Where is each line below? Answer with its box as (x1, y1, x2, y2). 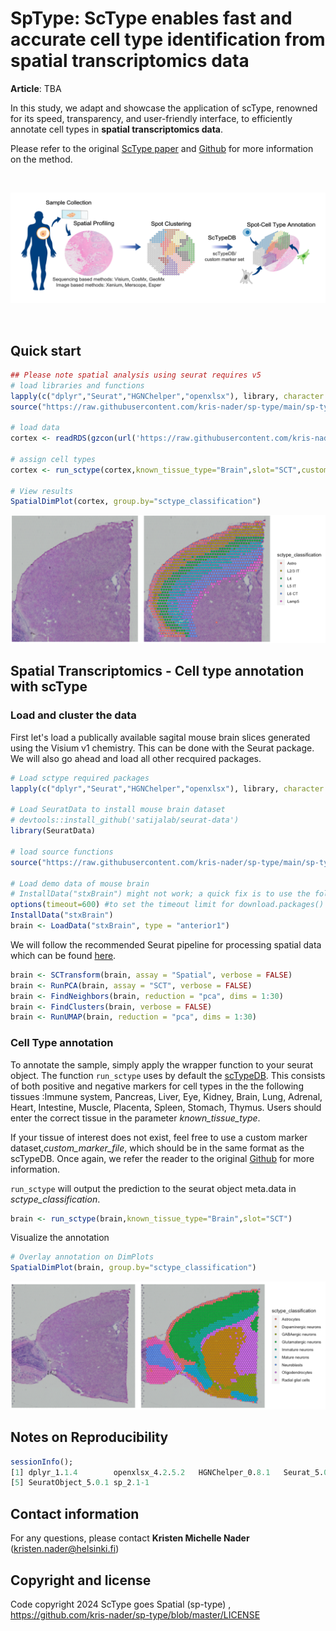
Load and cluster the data (10, 708, 137, 722)
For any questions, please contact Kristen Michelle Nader (10, 1532, 250, 1544)
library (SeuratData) (10, 826, 97, 836)
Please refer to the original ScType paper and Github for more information (10, 142, 314, 154)
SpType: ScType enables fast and (10, 7, 293, 30)
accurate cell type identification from (10, 28, 326, 51)
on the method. (10, 153, 73, 165)
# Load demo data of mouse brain (10, 878, 150, 889)
